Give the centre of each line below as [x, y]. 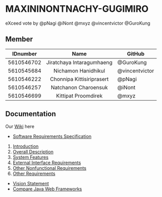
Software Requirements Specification [52, 136]
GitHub [136, 53]
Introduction [26, 146]
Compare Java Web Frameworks [47, 189]
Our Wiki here [20, 126]
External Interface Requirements [47, 163]
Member [19, 39]
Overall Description [33, 151]
